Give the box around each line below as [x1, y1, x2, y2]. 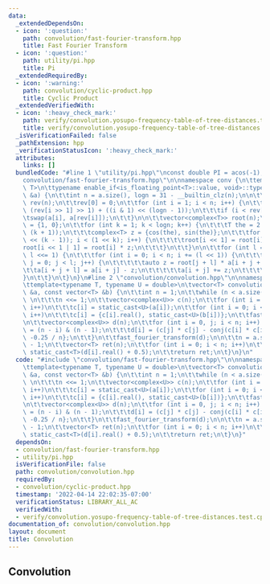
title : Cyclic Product [22, 94, 99, 102]
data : [8, 11, 27, 20]
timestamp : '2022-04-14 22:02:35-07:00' [15, 490, 153, 499]
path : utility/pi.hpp [22, 57, 95, 65]
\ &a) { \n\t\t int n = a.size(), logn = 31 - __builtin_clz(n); [22, 191, 239, 199]
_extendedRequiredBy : [15, 72, 88, 80]
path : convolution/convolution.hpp [15, 468, 135, 476]
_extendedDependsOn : [15, 19, 84, 27]
